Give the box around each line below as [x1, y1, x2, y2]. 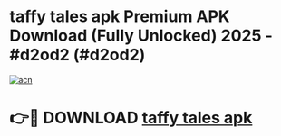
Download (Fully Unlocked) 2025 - [9, 25, 274, 46]
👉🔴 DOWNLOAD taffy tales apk [9, 108, 253, 128]
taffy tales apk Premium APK [9, 6, 230, 27]
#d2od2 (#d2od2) [9, 45, 146, 65]
